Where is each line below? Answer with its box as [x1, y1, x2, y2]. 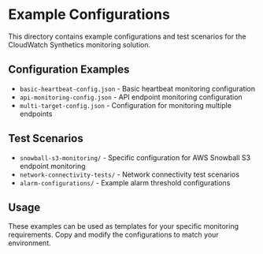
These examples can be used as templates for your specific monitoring [8, 222, 239, 231]
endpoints [19, 109, 53, 118]
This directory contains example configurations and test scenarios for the [8, 32, 246, 41]
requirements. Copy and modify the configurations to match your [8, 230, 219, 240]
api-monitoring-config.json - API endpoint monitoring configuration [19, 92, 243, 102]
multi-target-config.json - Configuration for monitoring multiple [19, 100, 232, 110]
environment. [8, 238, 51, 248]
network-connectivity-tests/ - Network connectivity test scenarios [19, 170, 240, 179]
